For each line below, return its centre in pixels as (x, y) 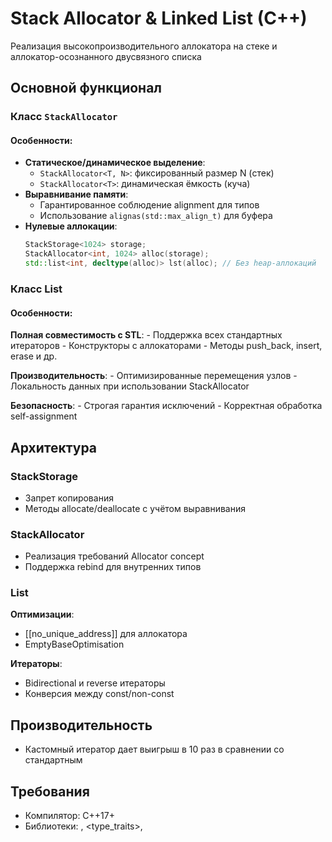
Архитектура (54, 447)
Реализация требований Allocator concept (114, 556)
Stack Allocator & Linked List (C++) (159, 18)
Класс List (36, 289)
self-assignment (44, 416)
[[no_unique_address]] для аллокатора (106, 634)
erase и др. (34, 356)
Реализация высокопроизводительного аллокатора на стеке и (144, 46)
